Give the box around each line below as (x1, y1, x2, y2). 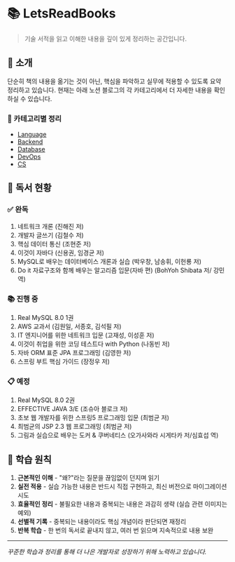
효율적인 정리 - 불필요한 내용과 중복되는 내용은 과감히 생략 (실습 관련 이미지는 (17, 500, 228, 509)
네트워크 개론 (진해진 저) (17, 222, 84, 230)
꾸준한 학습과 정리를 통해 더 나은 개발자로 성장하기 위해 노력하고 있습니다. (7, 548, 207, 556)
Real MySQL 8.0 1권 (17, 314, 74, 322)
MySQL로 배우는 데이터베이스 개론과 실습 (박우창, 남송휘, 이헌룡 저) (17, 257, 201, 265)
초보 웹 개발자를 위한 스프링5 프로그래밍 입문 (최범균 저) (17, 413, 170, 422)
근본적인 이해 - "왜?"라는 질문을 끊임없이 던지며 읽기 (17, 474, 159, 482)
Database (17, 145, 45, 154)
